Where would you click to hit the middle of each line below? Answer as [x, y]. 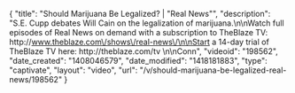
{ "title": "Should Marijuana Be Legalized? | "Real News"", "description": [140, 14]
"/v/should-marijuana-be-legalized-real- [213, 70]
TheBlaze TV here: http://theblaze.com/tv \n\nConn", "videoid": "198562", [144, 51]
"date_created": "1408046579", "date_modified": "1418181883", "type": [138, 61]
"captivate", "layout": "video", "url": [74, 70]
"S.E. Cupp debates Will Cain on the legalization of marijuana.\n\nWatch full [147, 23]
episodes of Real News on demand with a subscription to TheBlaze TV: [139, 32]
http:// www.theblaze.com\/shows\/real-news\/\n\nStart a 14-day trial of [140, 42]
